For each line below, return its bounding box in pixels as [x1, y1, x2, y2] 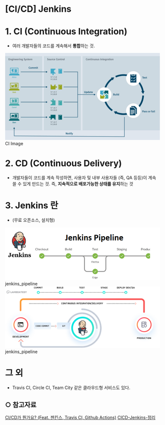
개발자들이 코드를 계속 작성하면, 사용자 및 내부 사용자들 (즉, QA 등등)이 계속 [12, 175, 156, 181]
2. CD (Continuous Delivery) [5, 158, 122, 169]
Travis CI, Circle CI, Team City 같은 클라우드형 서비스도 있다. [12, 385, 131, 391]
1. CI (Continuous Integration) [5, 26, 128, 37]
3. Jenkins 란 [5, 200, 58, 211]
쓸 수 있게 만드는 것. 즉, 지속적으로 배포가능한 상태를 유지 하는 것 [12, 181, 134, 187]
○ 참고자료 [5, 400, 37, 409]
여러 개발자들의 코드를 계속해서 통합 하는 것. [12, 43, 95, 49]
